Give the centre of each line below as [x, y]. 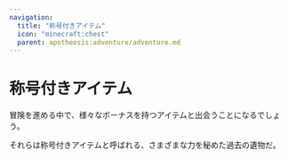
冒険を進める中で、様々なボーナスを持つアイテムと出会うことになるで [137, 115]
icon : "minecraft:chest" [63, 34]
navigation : [31, 17]
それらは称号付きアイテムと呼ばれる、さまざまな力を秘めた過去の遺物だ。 [145, 145]
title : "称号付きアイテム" [61, 26]
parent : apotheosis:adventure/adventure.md [99, 42]
